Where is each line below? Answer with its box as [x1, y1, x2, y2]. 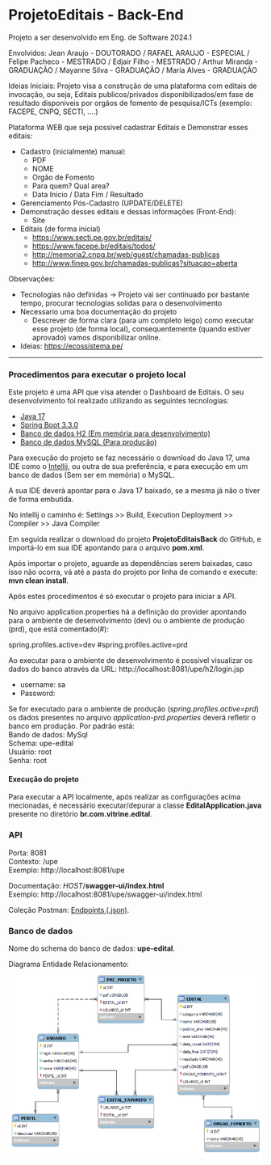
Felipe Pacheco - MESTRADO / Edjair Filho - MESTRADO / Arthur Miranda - [8, 57, 258, 66]
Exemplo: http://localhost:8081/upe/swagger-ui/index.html [8, 889, 202, 899]
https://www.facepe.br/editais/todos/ [31, 241, 156, 251]
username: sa [19, 680, 66, 690]
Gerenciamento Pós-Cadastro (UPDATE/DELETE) [19, 198, 184, 208]
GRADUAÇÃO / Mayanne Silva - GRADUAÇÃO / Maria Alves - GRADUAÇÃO [8, 65, 258, 74]
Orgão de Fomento [31, 172, 95, 182]
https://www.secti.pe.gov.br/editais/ [31, 232, 152, 242]
